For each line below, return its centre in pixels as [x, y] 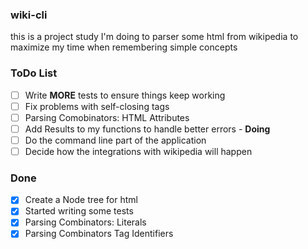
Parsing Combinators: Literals [85, 222]
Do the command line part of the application [115, 140]
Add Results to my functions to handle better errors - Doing [147, 129]
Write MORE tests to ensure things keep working [125, 95]
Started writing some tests [79, 211]
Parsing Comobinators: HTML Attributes [107, 117]
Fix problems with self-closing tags [97, 106]
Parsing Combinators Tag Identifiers [99, 234]
